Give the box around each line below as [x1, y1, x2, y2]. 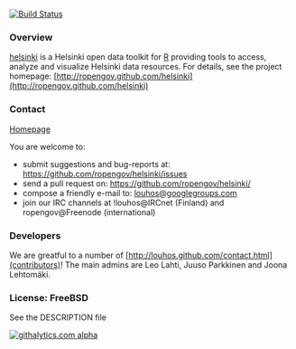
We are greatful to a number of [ [9, 250, 129, 260]
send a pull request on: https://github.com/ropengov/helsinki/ [22, 177, 251, 189]
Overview [9, 31, 53, 43]
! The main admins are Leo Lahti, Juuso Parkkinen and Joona [60, 259, 288, 270]
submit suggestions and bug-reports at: [22, 158, 171, 169]
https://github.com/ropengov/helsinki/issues [22, 168, 188, 179]
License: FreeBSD [9, 291, 88, 304]
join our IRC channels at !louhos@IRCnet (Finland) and [22, 197, 225, 208]
